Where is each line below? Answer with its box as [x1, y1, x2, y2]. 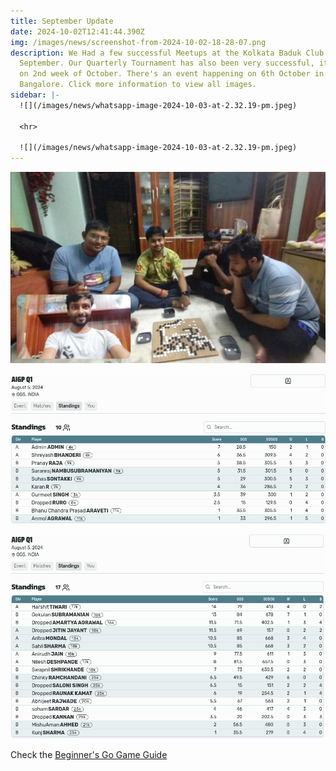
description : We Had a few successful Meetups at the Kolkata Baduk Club [10, 48, 325, 58]
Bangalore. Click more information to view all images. [19, 80, 257, 90]
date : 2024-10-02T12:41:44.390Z [10, 26, 145, 37]
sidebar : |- [10, 90, 60, 100]
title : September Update [10, 16, 114, 26]
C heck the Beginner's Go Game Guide [10, 749, 168, 761]
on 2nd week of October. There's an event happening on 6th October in [19, 69, 325, 79]
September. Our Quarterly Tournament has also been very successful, [19, 58, 315, 69]
